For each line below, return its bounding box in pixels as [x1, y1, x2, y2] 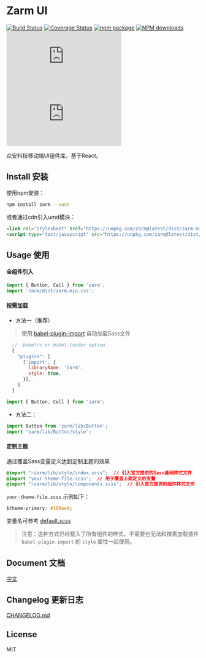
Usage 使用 [6, 249, 50, 260]
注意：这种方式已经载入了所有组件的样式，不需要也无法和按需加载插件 [21, 530, 199, 538]
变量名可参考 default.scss [6, 517, 72, 525]
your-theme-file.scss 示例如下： [6, 493, 90, 501]
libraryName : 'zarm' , [28, 365, 84, 371]
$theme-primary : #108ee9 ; [6, 505, 72, 512]
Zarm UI [6, 4, 48, 18]
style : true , [28, 370, 62, 377]
